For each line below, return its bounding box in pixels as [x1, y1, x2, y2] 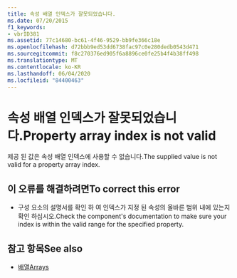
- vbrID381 [7, 30, 40, 38]
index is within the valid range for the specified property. [17, 220, 184, 229]
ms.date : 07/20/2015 [7, 17, 69, 24]
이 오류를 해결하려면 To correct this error [7, 182, 180, 195]
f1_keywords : [7, 24, 46, 31]
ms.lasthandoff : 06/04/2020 [7, 70, 91, 77]
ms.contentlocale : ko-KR [7, 63, 81, 71]
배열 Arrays [17, 262, 49, 271]
